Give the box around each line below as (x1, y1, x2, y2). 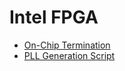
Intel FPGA (9, 6, 99, 29)
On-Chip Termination (23, 39, 111, 51)
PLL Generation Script (23, 49, 116, 61)
